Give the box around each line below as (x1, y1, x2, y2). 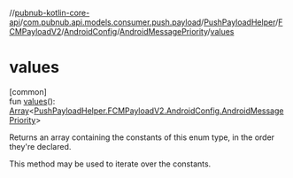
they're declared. (9, 141, 72, 151)
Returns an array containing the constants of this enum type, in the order (9, 132, 275, 143)
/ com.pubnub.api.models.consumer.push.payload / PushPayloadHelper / (19, 17, 279, 27)
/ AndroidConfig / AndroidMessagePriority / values (60, 27, 235, 36)
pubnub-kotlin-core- (14, 8, 90, 18)
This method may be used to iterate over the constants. (9, 159, 212, 169)
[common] (9, 86, 47, 97)
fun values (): (9, 96, 56, 106)
